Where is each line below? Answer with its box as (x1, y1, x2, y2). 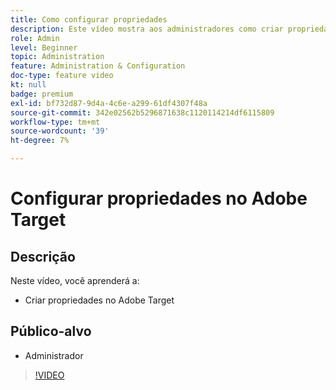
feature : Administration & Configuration (10, 61, 186, 71)
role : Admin (10, 33, 60, 43)
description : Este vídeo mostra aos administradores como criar (10, 24, 284, 34)
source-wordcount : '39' (10, 126, 110, 136)
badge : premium (10, 89, 74, 99)
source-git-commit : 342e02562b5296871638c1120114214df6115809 (10, 107, 275, 118)
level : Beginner (10, 42, 78, 53)
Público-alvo (10, 323, 92, 340)
